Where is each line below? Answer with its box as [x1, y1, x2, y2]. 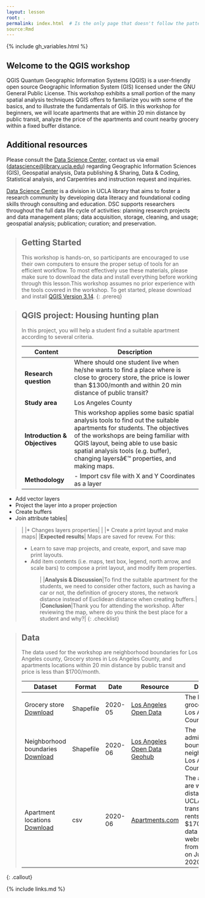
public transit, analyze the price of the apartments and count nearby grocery [6, 115, 199, 123]
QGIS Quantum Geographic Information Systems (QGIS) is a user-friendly [6, 77, 191, 84]
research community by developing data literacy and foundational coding [6, 194, 190, 201]
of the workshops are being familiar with [74, 431, 190, 440]
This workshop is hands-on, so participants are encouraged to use [21, 254, 189, 261]
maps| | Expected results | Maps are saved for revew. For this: [21, 533, 176, 540]
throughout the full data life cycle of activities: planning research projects [6, 206, 190, 214]
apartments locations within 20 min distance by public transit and [21, 662, 186, 669]
